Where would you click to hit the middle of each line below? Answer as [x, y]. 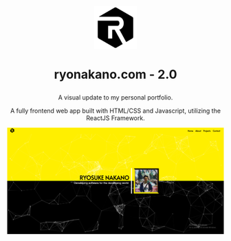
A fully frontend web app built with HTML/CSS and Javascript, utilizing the [115, 111]
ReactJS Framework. [115, 118]
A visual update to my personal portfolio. [115, 97]
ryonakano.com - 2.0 [115, 74]
